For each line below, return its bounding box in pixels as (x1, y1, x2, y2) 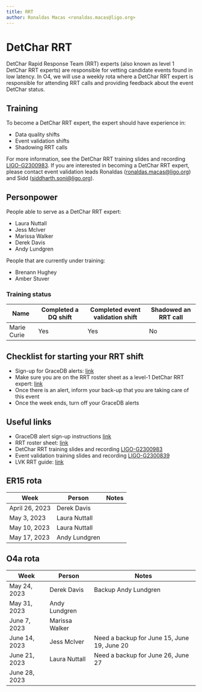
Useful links (6, 417, 52, 427)
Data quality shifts (14, 131, 60, 139)
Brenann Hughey (14, 269, 57, 276)
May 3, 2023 (9, 513, 46, 522)
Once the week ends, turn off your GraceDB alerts (14, 399, 139, 407)
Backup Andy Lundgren (94, 585, 161, 594)
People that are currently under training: (6, 257, 105, 264)
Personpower (6, 192, 58, 202)
